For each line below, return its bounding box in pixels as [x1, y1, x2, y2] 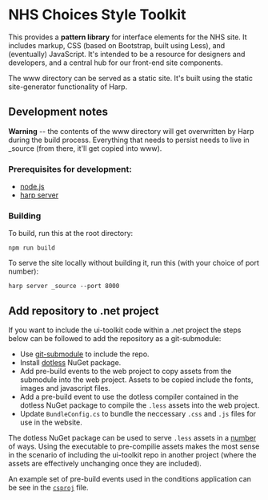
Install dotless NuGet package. [19, 358, 122, 368]
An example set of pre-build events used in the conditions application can [8, 474, 252, 484]
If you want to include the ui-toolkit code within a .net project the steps [8, 325, 242, 335]
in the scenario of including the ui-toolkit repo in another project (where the [8, 450, 257, 460]
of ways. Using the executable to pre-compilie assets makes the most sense [8, 441, 260, 451]
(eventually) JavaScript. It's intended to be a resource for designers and [8, 49, 246, 59]
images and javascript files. [19, 384, 110, 393]
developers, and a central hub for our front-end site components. [8, 58, 223, 67]
